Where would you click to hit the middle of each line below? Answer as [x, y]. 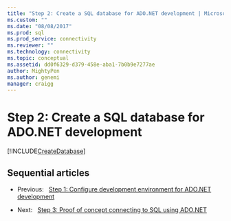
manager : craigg [30, 84]
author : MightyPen [33, 71]
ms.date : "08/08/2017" [40, 26]
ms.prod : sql [26, 33]
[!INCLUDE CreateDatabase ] [46, 151]
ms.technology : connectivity [49, 52]
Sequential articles [48, 173]
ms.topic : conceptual [38, 58]
